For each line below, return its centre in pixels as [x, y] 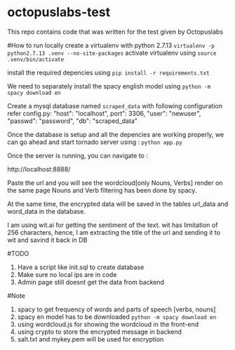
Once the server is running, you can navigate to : [78, 155]
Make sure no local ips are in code [67, 274]
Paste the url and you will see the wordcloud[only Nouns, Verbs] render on [115, 183]
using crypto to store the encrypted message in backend [100, 332]
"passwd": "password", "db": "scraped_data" [73, 121]
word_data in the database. [47, 211]
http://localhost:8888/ [39, 169]
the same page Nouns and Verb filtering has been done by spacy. [102, 190]
